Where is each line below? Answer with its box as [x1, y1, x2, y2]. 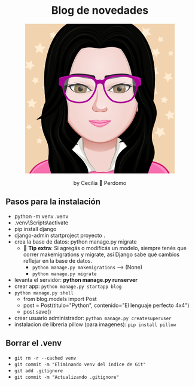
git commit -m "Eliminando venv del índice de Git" [14, 361, 146, 367]
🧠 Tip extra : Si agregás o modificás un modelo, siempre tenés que [23, 244, 187, 251]
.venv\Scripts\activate [14, 219, 69, 226]
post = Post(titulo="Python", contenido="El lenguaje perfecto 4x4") [23, 302, 190, 309]
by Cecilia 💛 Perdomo [73, 179, 127, 186]
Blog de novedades [51, 4, 149, 17]
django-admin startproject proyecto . [14, 232, 105, 239]
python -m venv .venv [14, 212, 69, 220]
